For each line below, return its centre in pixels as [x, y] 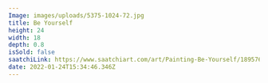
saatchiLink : [30, 60]
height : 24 [26, 30]
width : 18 [25, 38]
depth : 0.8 [26, 45]
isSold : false [32, 52]
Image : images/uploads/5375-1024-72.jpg [77, 15]
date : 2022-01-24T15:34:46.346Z [62, 67]
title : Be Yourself [41, 23]
